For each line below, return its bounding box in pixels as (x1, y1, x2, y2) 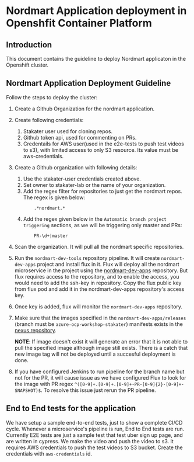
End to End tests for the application (6, 404, 136, 414)
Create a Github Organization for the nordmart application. (14, 105, 155, 112)
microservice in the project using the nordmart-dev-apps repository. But (14, 267, 188, 274)
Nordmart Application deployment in (6, 4, 187, 18)
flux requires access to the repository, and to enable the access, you (14, 273, 179, 280)
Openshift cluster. (6, 61, 49, 68)
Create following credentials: (14, 116, 84, 123)
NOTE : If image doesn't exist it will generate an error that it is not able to (14, 338, 188, 345)
